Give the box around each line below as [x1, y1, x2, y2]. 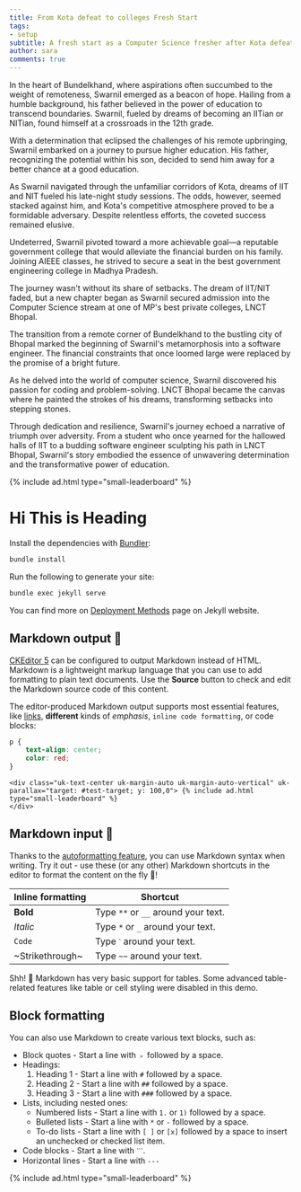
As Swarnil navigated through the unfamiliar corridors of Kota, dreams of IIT [9, 181, 289, 191]
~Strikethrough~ [13, 949, 83, 962]
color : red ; [25, 754, 70, 764]
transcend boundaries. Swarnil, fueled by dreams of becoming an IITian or [9, 109, 284, 119]
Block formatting [9, 1008, 106, 1024]
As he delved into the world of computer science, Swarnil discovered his [9, 375, 278, 385]
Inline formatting [13, 890, 87, 903]
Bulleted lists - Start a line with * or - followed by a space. [35, 1116, 249, 1127]
